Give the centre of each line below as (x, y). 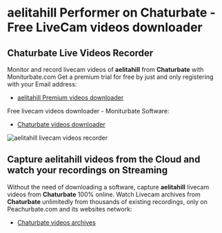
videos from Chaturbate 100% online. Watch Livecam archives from (104, 194)
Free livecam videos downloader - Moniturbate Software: (88, 111)
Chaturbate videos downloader (61, 124)
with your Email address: (42, 84)
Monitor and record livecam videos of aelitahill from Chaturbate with (105, 69)
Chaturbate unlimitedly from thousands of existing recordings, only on (108, 201)
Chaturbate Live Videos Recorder (80, 53)
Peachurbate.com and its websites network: (70, 209)
